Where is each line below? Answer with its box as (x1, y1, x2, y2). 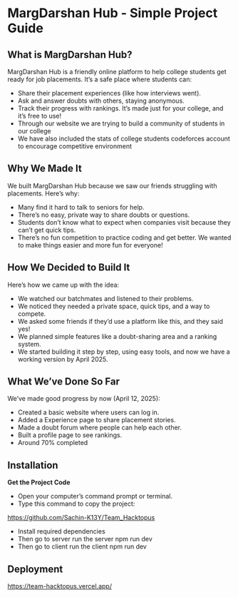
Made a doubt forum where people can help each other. (17, 423, 182, 432)
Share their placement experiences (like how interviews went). (17, 89, 202, 97)
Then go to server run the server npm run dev (17, 535, 153, 544)
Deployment (7, 563, 63, 575)
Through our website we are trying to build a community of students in (17, 119, 225, 128)
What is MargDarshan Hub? (7, 49, 133, 61)
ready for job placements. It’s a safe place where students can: (7, 75, 192, 83)
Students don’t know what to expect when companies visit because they (17, 218, 232, 226)
